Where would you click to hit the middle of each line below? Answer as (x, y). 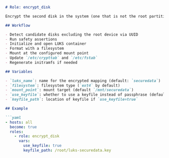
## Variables (19, 71)
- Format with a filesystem (35, 49)
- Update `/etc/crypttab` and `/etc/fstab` (52, 58)
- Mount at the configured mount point (47, 53)
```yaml (13, 117)
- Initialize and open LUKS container (46, 44)
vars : (24, 141)
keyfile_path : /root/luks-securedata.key (67, 150)
